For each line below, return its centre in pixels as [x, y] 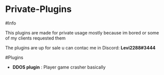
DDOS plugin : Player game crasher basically [59, 67]
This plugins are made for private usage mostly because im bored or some [82, 32]
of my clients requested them [36, 38]
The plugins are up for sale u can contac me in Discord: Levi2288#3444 [80, 47]
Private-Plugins [38, 9]
